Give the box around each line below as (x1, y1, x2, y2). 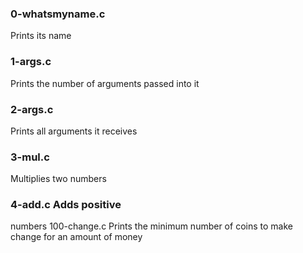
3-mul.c (10, 150, 50, 164)
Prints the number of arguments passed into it (10, 77, 200, 89)
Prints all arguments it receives (10, 125, 138, 137)
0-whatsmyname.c (10, 7, 106, 21)
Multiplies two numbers (10, 173, 107, 185)
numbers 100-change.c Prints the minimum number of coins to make (10, 220, 293, 232)
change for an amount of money (10, 231, 143, 243)
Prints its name (10, 30, 72, 42)
